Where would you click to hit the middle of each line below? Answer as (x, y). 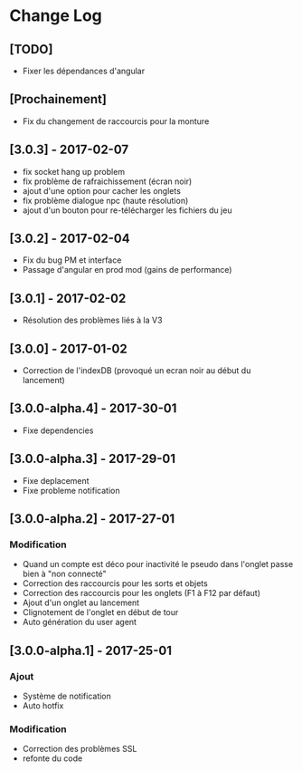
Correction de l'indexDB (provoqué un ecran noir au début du (137, 371)
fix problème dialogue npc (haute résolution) (105, 200)
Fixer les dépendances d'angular (84, 71)
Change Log (56, 16)
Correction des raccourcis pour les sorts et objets (115, 583)
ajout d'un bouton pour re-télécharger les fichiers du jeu (127, 210)
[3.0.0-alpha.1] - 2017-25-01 (90, 650)
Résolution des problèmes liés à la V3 (92, 320)
